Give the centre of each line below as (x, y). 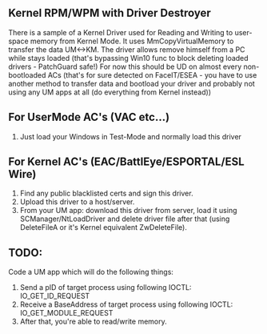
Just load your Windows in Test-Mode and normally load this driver (131, 136)
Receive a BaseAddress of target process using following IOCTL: (126, 304)
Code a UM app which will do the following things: (91, 272)
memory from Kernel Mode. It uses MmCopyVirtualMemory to (132, 41)
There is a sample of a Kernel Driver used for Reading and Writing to (121, 32)
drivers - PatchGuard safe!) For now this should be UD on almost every (125, 66)
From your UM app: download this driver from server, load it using (128, 211)
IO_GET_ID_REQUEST (55, 296)
